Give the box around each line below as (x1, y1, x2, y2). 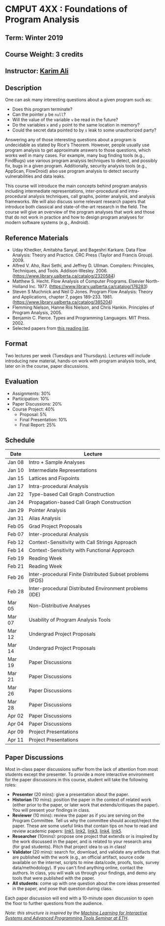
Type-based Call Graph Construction (28, 491, 115, 498)
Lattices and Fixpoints (28, 475, 80, 482)
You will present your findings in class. (12, 807, 90, 813)
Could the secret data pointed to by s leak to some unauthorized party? (12, 127, 157, 133)
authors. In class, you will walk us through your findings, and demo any (12, 870, 156, 876)
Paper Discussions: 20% (12, 401, 62, 407)
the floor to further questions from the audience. (5, 900, 103, 906)
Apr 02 (7, 712, 24, 719)
